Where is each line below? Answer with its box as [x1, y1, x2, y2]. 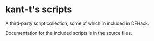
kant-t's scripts [5, 4, 72, 15]
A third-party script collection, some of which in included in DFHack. [5, 20, 149, 26]
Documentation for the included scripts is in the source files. [5, 30, 133, 36]
